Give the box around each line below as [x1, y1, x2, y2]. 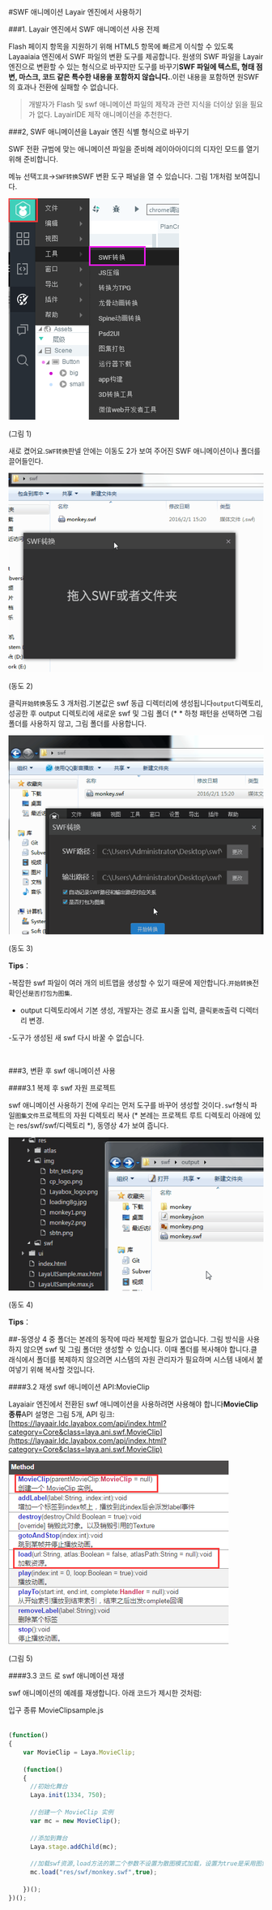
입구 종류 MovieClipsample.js [8, 1705, 104, 1715]
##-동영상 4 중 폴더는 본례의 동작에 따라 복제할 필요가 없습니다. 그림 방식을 [8, 1334, 245, 1344]
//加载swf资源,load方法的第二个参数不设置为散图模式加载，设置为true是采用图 [29, 1860, 261, 1868]
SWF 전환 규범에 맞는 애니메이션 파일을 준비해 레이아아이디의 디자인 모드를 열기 [8, 145, 260, 153]
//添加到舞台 [29, 1834, 68, 1842]
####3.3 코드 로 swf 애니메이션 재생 [8, 1671, 125, 1681]
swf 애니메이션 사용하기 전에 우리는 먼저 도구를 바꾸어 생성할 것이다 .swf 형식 [8, 1100, 249, 1110]
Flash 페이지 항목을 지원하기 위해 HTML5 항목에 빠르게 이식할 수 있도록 [8, 41, 234, 51]
